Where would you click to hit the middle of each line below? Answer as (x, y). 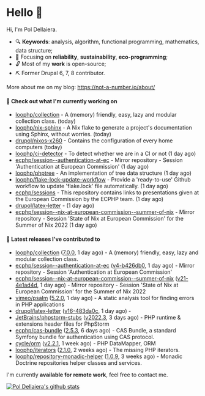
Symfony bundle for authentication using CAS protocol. (85, 337)
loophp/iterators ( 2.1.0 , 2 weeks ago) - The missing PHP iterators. (98, 350)
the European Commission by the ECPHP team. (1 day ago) (89, 199)
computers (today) (39, 147)
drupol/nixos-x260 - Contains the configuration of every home (94, 141)
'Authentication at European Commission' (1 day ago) (82, 167)
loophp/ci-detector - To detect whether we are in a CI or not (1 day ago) (106, 154)
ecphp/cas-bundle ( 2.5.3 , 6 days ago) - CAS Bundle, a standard (95, 331)
